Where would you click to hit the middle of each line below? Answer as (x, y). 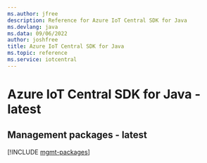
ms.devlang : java (33, 27)
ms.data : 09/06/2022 (38, 33)
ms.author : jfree (33, 14)
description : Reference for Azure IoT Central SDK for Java (98, 20)
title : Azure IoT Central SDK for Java (66, 46)
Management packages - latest (77, 135)
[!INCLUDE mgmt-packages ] (49, 152)
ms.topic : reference (38, 53)
